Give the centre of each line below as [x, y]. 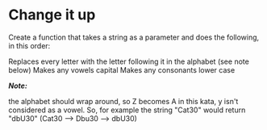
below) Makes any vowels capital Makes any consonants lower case [122, 69]
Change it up [52, 15]
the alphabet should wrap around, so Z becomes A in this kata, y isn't [123, 101]
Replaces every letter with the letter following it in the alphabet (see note [129, 61]
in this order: [29, 45]
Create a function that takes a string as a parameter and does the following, [134, 37]
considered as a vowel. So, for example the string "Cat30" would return [127, 110]
